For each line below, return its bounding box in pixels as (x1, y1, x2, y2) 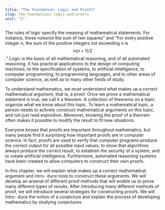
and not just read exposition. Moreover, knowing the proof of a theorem (5, 112, 150, 118)
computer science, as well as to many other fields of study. (5, 77, 125, 83)
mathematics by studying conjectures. (5, 199, 83, 205)
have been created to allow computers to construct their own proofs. (5, 158, 145, 164)
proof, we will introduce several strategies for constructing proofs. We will (5, 189, 155, 195)
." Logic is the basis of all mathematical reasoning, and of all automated (5, 56, 150, 61)
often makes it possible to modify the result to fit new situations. (5, 118, 135, 123)
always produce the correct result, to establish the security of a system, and (5, 148, 160, 154)
